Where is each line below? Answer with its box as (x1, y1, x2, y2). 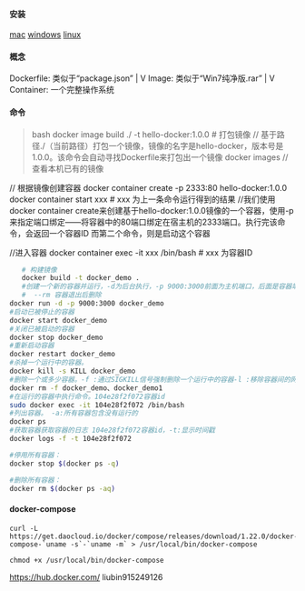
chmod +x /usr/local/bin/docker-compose (9, 556, 165, 565)
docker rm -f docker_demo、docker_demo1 (9, 383, 163, 393)
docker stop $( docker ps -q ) (9, 459, 120, 468)
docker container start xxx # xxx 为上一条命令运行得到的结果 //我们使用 (9, 194, 276, 205)
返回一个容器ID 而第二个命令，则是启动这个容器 (33, 227, 211, 238)
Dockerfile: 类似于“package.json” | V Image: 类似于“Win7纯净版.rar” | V (9, 73, 275, 84)
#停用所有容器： (9, 450, 62, 459)
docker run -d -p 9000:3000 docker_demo (9, 299, 165, 308)
